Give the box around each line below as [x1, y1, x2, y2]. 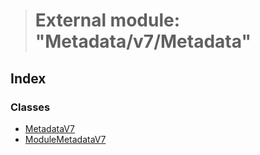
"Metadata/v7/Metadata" [34, 30, 252, 53]
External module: [34, 9, 181, 32]
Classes [10, 100, 51, 114]
